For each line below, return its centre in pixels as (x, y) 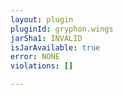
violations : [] (42, 66)
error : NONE (35, 57)
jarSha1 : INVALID (46, 38)
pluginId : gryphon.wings (62, 29)
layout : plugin (42, 19)
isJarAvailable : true (55, 47)
